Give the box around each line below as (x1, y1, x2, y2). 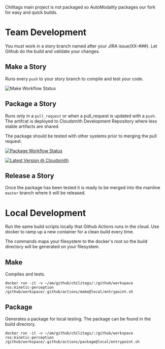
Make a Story (5, 63, 47, 71)
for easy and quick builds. (5, 9, 58, 15)
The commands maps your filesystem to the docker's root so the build (5, 238, 148, 244)
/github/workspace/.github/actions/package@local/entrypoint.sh (5, 339, 140, 344)
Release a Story (5, 172, 54, 180)
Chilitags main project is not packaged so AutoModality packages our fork (5, 4, 156, 10)
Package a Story (5, 100, 57, 108)
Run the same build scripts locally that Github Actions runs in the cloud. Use (5, 223, 159, 229)
